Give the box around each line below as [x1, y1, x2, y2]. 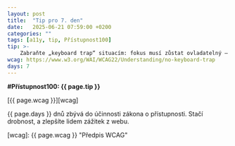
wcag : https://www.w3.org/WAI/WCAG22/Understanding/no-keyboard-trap [7, 56, 216, 63]
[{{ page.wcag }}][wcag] [7, 96, 79, 104]
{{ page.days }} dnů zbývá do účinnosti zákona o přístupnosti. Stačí [7, 109, 203, 118]
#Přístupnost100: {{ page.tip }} [7, 82, 101, 90]
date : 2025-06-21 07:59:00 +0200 [7, 23, 112, 30]
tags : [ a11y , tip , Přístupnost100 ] [7, 37, 112, 44]
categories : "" [7, 30, 52, 37]
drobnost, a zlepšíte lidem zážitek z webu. [7, 117, 129, 126]
